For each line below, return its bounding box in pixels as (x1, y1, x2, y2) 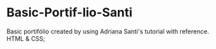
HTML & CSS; (6, 34, 46, 42)
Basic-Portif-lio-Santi (6, 5, 132, 20)
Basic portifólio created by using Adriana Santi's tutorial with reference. (6, 27, 210, 35)
